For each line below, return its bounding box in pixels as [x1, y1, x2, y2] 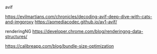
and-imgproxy [5, 19, 34, 25]
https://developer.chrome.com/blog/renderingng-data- [32, 28, 143, 34]
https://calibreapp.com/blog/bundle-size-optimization [5, 43, 114, 49]
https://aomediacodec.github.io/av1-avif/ [34, 19, 117, 25]
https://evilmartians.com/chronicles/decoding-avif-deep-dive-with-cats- [5, 14, 153, 19]
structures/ [5, 34, 28, 39]
